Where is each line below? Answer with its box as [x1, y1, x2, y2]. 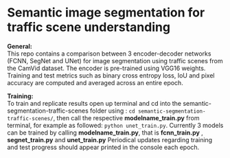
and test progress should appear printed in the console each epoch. [7, 143, 200, 151]
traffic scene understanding [7, 19, 170, 35]
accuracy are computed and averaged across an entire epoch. [7, 78, 183, 87]
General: [7, 42, 33, 50]
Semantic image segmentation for [7, 5, 205, 21]
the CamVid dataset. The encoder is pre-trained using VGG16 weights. [7, 64, 206, 72]
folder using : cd [90, 106, 135, 115]
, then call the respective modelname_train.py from [53, 113, 200, 122]
